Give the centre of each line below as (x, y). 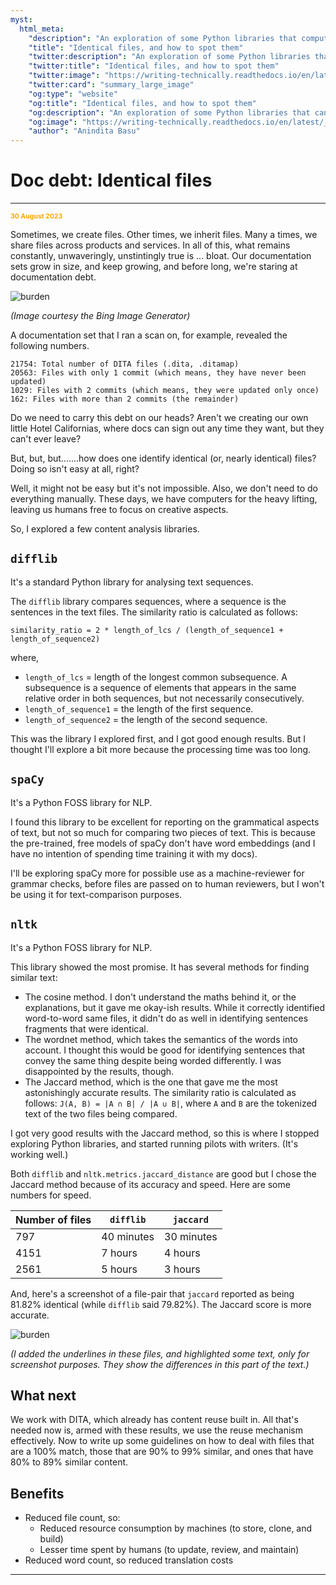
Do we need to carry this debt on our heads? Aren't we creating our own (159, 418)
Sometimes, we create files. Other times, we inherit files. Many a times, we (164, 235)
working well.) (39, 1154)
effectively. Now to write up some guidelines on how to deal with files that (162, 1441)
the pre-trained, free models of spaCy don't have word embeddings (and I (163, 843)
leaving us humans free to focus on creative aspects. (119, 510)
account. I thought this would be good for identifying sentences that (165, 1050)
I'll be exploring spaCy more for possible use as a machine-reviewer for (157, 873)
